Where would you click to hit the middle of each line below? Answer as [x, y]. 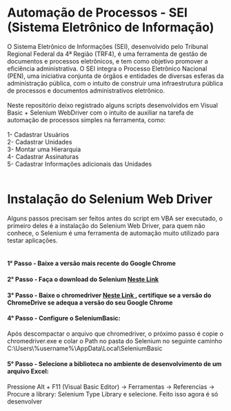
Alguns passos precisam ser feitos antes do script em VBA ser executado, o [115, 218]
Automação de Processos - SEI [98, 13]
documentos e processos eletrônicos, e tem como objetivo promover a [108, 61]
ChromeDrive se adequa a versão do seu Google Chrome [90, 303]
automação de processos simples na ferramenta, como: [87, 120]
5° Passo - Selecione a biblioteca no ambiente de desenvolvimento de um [114, 364]
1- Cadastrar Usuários [38, 134]
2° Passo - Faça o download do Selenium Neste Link [83, 279]
